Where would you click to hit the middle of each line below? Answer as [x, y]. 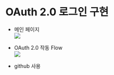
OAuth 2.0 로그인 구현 [57, 12]
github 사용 [27, 66]
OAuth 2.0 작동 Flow [38, 47]
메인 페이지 [27, 29]
